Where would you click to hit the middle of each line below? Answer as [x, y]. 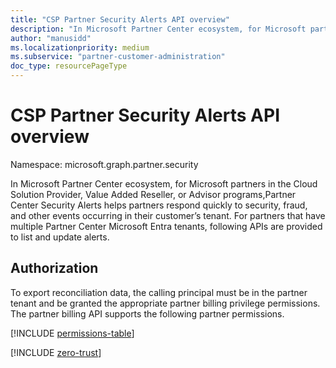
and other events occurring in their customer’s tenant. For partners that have [168, 215]
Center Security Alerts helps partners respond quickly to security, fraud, [159, 205]
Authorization [54, 268]
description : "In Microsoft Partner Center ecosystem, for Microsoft [158, 29]
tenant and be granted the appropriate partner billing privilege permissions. [165, 303]
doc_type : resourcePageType [69, 66]
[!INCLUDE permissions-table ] [72, 333]
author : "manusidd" [51, 38]
